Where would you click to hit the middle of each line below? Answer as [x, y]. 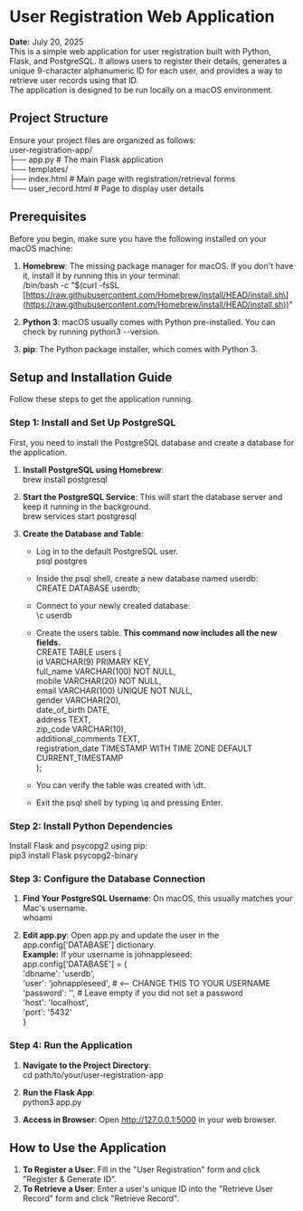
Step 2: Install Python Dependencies [91, 826]
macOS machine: [42, 248]
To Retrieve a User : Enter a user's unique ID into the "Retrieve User [148, 1189]
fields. [48, 642]
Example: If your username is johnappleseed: [107, 955]
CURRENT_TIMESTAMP [80, 757]
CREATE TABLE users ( [79, 652]
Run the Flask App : [58, 1092]
